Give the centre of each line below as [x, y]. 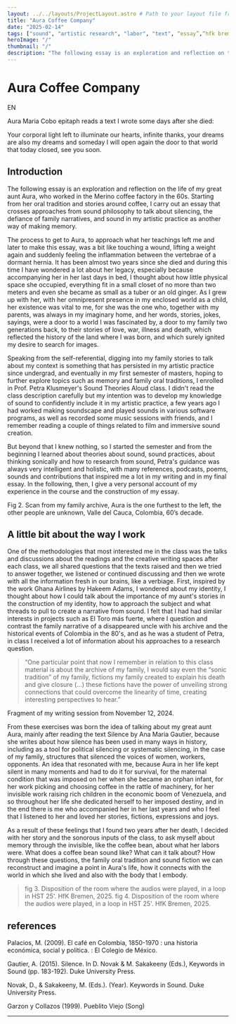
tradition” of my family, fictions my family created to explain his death [125, 677]
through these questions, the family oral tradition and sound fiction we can [115, 860]
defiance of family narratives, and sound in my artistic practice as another [114, 218]
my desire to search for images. [53, 344]
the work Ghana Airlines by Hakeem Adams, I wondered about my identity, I [117, 589]
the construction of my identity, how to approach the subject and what [109, 604]
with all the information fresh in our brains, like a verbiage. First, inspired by [116, 581]
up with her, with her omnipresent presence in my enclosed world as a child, [118, 299]
